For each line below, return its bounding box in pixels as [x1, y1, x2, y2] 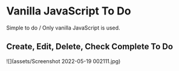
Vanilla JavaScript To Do [6, 4, 131, 18]
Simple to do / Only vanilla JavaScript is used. [6, 24, 120, 31]
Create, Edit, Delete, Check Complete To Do [6, 42, 174, 52]
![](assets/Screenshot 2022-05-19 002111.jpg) [6, 57, 121, 64]
